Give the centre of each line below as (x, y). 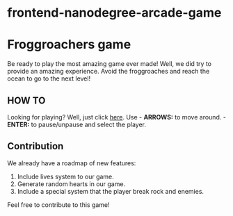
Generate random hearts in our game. (71, 184)
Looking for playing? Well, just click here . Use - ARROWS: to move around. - (116, 117)
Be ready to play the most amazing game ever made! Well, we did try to (110, 64)
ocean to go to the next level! (49, 78)
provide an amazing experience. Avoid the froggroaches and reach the (109, 72)
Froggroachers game (69, 45)
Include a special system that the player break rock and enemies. (110, 191)
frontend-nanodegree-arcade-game (114, 13)
